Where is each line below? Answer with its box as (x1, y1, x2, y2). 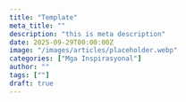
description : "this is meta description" (9, 29, 166, 38)
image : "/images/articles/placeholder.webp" (9, 46, 178, 55)
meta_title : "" (9, 21, 66, 30)
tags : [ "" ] (9, 71, 50, 80)
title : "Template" (9, 12, 78, 22)
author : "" (9, 63, 50, 72)
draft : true (9, 79, 54, 88)
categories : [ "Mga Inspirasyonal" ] (9, 54, 142, 63)
